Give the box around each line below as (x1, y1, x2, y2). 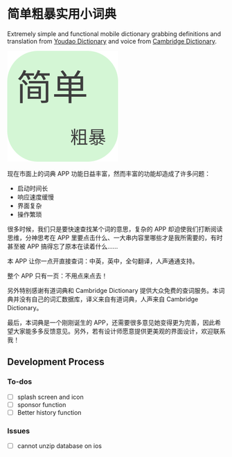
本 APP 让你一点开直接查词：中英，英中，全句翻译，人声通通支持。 (7, 257, 199, 265)
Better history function (17, 408, 82, 416)
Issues (7, 426, 30, 436)
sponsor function (17, 400, 66, 409)
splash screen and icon (17, 393, 84, 401)
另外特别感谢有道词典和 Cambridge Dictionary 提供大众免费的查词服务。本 (7, 286, 220, 294)
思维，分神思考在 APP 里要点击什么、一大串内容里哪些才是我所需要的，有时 (7, 233, 223, 242)
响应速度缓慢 (17, 192, 54, 201)
